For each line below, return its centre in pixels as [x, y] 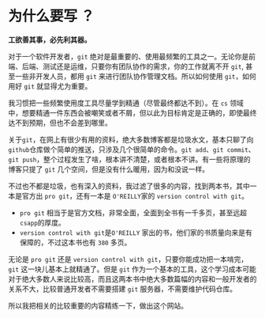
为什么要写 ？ [51, 16]
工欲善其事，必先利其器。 [50, 40]
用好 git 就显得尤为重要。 [50, 86]
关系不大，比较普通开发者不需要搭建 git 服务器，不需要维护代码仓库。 [123, 289]
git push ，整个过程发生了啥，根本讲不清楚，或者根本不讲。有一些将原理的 [129, 159]
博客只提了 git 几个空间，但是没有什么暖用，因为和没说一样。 [109, 169]
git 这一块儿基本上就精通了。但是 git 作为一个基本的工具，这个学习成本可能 [132, 269]
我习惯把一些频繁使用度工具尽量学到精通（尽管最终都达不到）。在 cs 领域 [126, 103]
